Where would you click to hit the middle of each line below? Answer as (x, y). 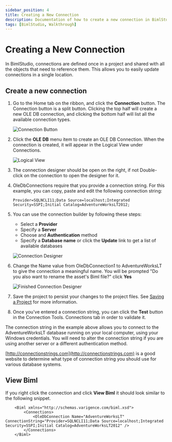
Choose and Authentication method (59, 235)
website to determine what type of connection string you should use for (81, 359)
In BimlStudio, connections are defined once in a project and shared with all (85, 64)
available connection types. (42, 119)
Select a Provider (39, 224)
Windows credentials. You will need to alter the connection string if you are (84, 338)
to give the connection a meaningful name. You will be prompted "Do (85, 271)
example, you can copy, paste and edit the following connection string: (87, 191)
